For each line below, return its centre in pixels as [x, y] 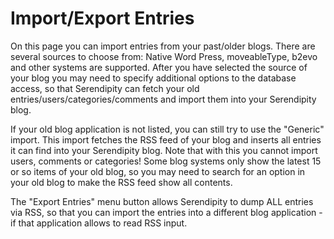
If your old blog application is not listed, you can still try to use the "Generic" [167, 129]
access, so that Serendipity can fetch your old [105, 88]
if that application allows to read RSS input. [99, 223]
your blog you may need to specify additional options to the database [153, 78]
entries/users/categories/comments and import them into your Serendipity [163, 99]
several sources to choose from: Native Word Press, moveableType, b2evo [164, 56]
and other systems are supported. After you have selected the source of [159, 67]
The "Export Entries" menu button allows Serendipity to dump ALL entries [162, 201]
